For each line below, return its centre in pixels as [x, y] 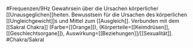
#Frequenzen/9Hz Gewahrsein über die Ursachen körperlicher [82, 8]
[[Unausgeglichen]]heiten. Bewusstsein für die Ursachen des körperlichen [97, 15]
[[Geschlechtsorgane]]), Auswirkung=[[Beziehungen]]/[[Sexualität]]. [90, 33]
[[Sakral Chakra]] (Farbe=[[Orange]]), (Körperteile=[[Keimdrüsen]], [88, 27]
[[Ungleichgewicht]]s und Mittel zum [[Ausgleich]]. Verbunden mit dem [93, 21]
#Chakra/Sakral [25, 40]
